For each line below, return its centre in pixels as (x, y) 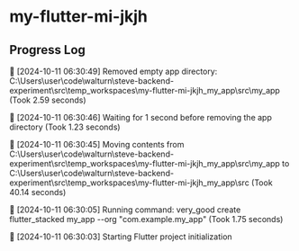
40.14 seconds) (38, 192)
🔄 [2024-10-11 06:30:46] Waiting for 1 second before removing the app (140, 117)
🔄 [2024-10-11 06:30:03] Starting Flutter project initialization (121, 237)
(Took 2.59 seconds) (48, 100)
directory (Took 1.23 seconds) (65, 127)
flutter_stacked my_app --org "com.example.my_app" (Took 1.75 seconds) (146, 219)
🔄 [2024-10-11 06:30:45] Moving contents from (97, 144)
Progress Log (47, 50)
